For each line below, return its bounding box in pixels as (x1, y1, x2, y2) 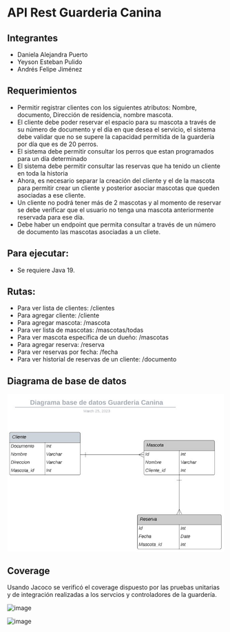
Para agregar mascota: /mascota (17, 319, 110, 327)
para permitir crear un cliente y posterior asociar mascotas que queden (17, 184, 220, 192)
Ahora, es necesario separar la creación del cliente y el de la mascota (17, 176, 215, 185)
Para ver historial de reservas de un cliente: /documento (17, 355, 177, 364)
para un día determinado (17, 154, 87, 162)
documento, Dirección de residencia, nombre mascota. (17, 110, 174, 118)
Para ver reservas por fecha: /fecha (17, 348, 118, 356)
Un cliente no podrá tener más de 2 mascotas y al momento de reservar (17, 198, 222, 207)
